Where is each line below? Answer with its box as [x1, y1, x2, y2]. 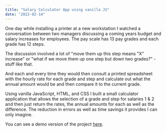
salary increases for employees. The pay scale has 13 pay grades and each [5, 35, 159, 42]
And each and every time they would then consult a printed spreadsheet [5, 70, 153, 76]
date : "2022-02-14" [5, 12, 46, 17]
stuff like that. [5, 61, 33, 67]
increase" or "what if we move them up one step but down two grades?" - [5, 56, 156, 62]
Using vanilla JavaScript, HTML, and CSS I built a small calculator [5, 91, 139, 97]
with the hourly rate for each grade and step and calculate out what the [5, 76, 151, 82]
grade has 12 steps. [5, 41, 46, 47]
